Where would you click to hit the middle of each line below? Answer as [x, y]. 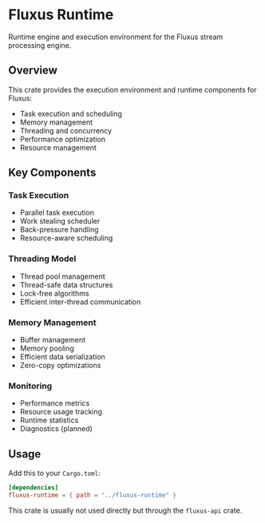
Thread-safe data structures [66, 284]
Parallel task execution [57, 212]
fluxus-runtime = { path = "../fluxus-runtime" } [93, 495]
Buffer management [53, 340]
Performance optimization [63, 139]
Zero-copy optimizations [60, 366]
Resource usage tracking [61, 412]
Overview [33, 71]
